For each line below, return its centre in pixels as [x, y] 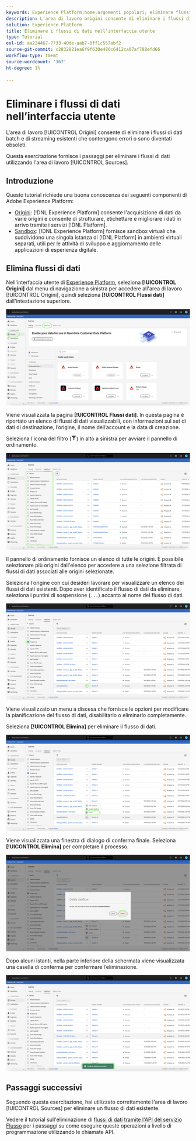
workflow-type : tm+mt [32, 56]
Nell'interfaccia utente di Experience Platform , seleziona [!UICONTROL [91, 282]
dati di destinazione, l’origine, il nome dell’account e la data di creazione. [93, 427]
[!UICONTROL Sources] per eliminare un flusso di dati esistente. [83, 1108]
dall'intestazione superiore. [39, 301]
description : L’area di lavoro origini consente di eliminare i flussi [95, 18]
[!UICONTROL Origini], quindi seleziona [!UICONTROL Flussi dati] [85, 294]
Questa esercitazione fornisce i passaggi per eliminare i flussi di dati [88, 156]
